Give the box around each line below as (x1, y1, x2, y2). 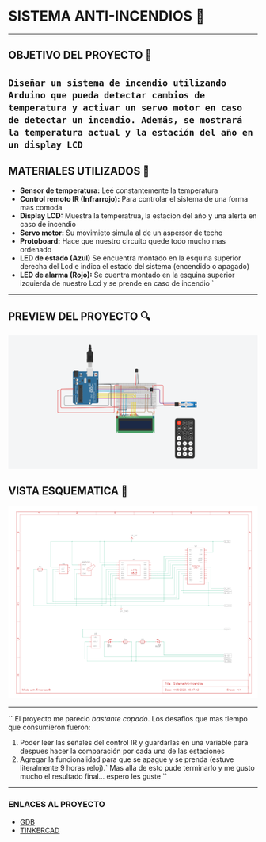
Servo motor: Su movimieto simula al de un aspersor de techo (19, 228, 223, 237)
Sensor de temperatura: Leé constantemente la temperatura (19, 186, 218, 195)
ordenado (19, 244, 52, 254)
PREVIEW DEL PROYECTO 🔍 (8, 310, 151, 323)
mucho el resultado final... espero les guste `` (19, 771, 168, 781)
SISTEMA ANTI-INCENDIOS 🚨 (8, 7, 205, 25)
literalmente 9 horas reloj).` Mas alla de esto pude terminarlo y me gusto (19, 763, 255, 773)
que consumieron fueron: (8, 722, 91, 732)
